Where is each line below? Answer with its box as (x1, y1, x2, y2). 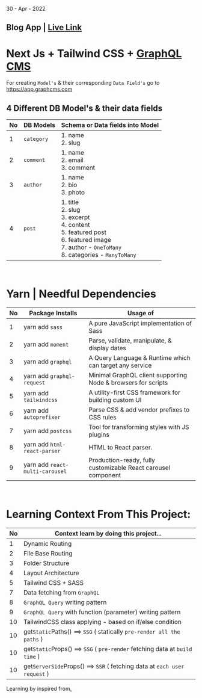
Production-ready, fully (88, 456, 155, 465)
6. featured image (61, 236, 111, 244)
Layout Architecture (23, 569, 79, 577)
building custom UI (88, 396, 142, 404)
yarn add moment (23, 340, 69, 348)
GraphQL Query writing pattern (23, 598, 107, 607)
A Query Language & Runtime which (88, 354, 191, 362)
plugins (88, 430, 109, 439)
